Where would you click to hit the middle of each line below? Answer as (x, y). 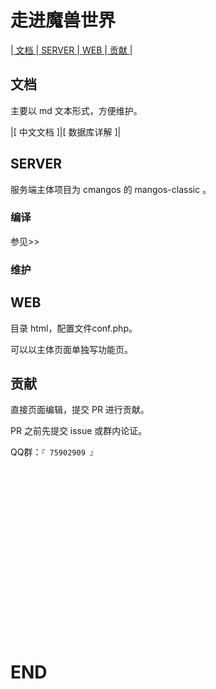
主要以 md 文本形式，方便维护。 (76, 110)
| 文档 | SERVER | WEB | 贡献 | (71, 50)
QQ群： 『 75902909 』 (54, 452)
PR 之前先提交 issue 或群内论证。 (79, 431)
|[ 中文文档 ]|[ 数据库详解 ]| (66, 132)
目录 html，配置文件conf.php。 (74, 328)
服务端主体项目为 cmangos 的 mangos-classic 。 (111, 189)
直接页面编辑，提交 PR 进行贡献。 (80, 410)
